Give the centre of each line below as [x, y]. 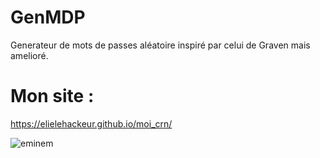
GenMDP [48, 17]
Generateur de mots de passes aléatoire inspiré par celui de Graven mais [160, 45]
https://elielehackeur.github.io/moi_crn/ [91, 123]
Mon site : [52, 96]
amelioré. [29, 55]
